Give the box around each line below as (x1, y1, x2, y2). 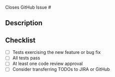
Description (5, 19, 42, 27)
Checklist (5, 36, 36, 44)
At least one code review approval (12, 60, 83, 67)
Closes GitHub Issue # (5, 5, 51, 10)
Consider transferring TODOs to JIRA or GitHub (12, 66, 110, 72)
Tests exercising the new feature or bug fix (12, 49, 101, 55)
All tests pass (12, 55, 40, 61)
